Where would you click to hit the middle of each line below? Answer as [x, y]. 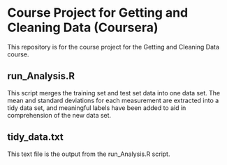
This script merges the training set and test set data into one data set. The [114, 93]
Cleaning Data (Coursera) [83, 28]
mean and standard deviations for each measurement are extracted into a [113, 100]
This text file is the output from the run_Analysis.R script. [89, 154]
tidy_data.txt [36, 137]
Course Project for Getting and [98, 13]
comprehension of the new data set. [59, 115]
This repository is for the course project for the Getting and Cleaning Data [113, 47]
